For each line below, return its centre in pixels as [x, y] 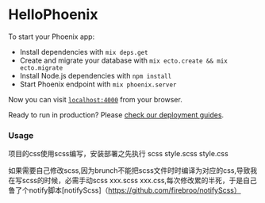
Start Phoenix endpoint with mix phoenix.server [98, 84]
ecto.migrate [41, 68]
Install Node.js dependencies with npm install [96, 75]
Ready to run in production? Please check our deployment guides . [116, 115]
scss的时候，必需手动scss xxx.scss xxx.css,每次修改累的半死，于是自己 [140, 181]
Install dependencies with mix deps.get [84, 52]
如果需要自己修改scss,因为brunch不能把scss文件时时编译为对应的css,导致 [129, 170]
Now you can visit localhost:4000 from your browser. [95, 99]
